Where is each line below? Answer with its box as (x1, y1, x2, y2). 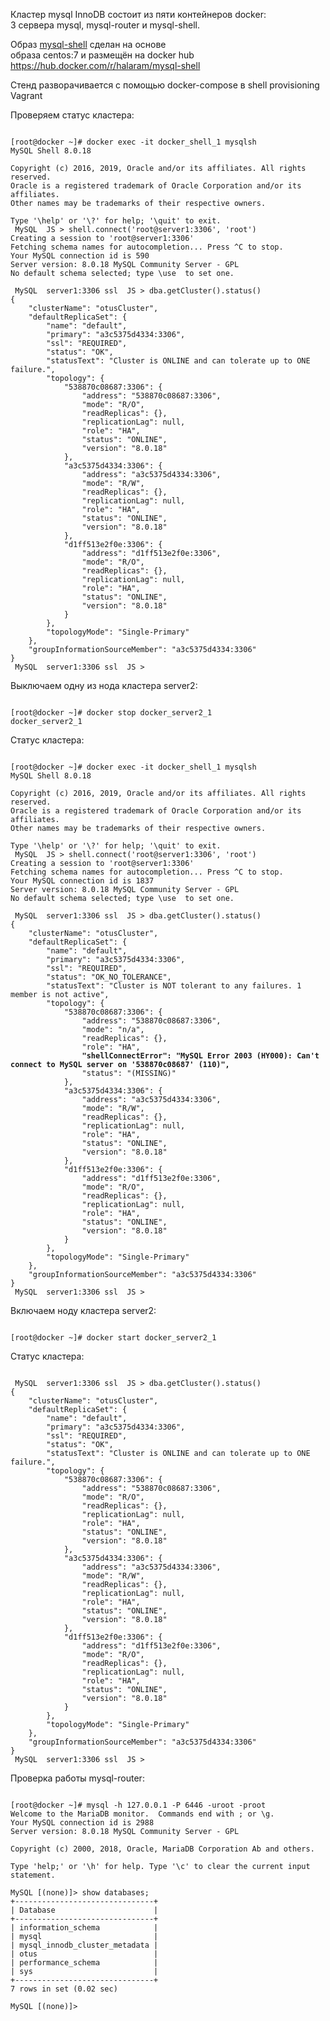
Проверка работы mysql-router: (10, 1772, 145, 1784)
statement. (10, 1870, 56, 1880)
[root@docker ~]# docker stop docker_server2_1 (10, 708, 213, 718)
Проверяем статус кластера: (10, 109, 135, 121)
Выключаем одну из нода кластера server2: (10, 680, 198, 691)
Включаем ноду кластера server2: (10, 1305, 157, 1316)
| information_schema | (10, 1923, 159, 1933)
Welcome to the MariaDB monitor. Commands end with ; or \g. (10, 1809, 275, 1819)
